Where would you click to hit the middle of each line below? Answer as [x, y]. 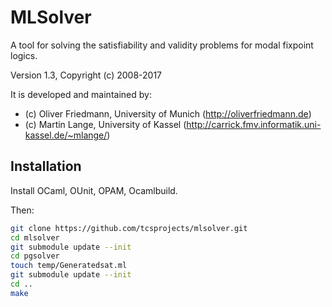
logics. [24, 55]
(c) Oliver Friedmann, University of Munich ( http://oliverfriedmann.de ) [168, 113]
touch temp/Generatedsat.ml [69, 266]
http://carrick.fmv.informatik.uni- [254, 124]
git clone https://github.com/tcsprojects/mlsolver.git [129, 228]
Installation [46, 166]
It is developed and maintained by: [81, 94]
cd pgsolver [35, 256]
